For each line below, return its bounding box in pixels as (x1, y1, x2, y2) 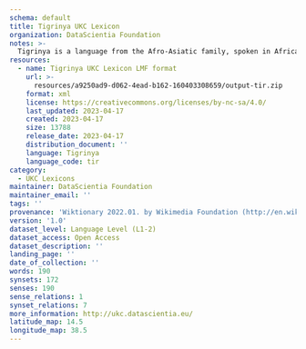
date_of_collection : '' (9, 258, 100, 268)
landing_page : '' (9, 250, 76, 259)
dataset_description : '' (9, 242, 104, 251)
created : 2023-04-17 (25, 115, 104, 124)
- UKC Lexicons (17, 174, 76, 183)
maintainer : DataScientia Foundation (9, 183, 153, 192)
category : (9, 165, 47, 174)
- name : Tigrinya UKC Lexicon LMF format (17, 65, 178, 74)
